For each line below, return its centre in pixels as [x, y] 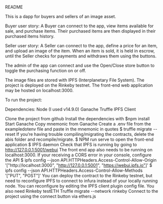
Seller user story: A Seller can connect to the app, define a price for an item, [81, 46]
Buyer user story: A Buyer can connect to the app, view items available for [80, 26]
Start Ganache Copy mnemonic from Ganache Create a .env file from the [78, 124]
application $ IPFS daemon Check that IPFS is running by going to [71, 145]
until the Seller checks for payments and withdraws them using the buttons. [81, 56]
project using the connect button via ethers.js [51, 196]
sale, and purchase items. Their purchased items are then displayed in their [81, 31]
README [14, 7]
